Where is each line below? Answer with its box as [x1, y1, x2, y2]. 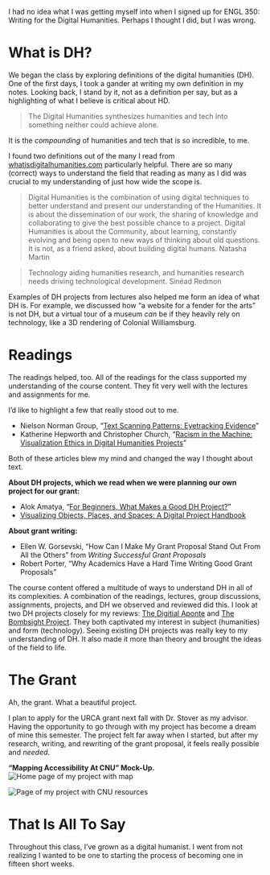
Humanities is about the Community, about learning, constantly [27, 226, 237, 236]
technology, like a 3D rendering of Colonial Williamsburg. [8, 317, 197, 327]
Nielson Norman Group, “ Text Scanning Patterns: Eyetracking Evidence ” [19, 420, 260, 430]
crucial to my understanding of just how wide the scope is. [8, 176, 202, 186]
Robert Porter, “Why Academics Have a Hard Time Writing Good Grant [19, 559, 253, 568]
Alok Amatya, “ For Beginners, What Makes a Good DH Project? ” [19, 501, 231, 511]
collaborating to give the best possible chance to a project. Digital [27, 217, 246, 228]
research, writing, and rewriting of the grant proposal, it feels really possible [8, 738, 260, 748]
